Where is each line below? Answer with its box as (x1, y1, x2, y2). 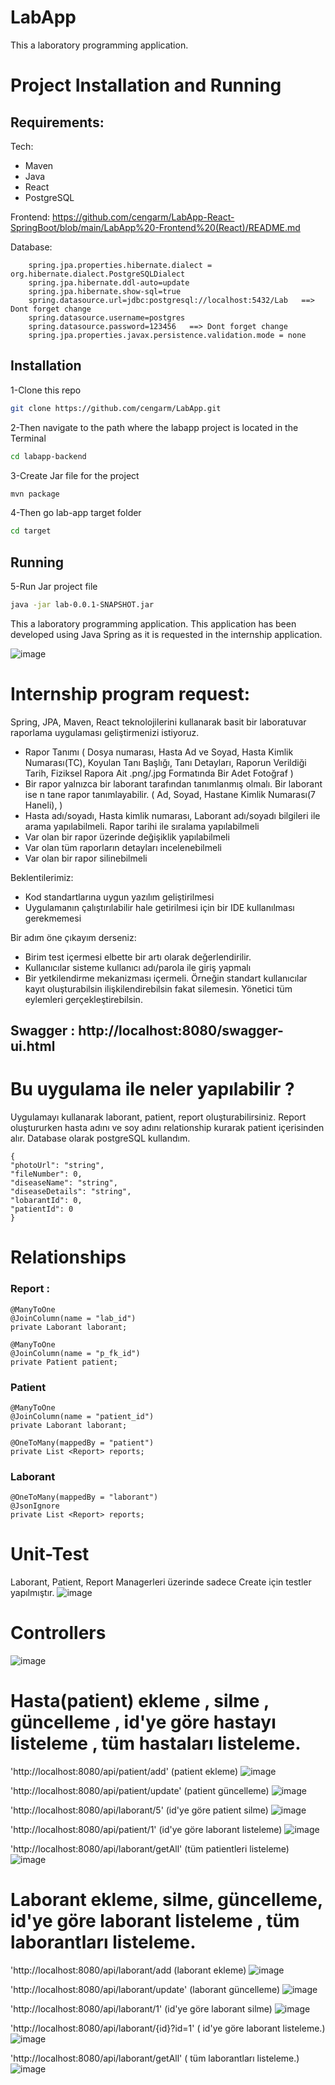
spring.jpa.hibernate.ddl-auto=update (28, 277, 190, 288)
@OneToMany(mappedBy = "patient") (10, 1437, 155, 1448)
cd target (10, 526, 52, 536)
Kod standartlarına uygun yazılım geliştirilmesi (24, 891, 215, 903)
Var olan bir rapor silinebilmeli (24, 852, 148, 864)
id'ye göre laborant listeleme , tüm (10, 1910, 300, 1933)
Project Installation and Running (10, 74, 282, 97)
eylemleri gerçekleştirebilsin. (24, 993, 143, 1005)
